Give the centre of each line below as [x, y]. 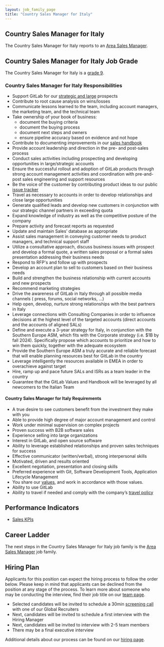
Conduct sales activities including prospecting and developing [75, 158]
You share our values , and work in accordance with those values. [78, 482]
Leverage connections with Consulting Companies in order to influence [84, 314]
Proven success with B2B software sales [53, 430]
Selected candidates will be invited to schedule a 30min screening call [83, 604]
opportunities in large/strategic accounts [53, 164]
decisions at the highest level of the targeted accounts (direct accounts [84, 320]
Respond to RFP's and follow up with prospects [60, 263]
